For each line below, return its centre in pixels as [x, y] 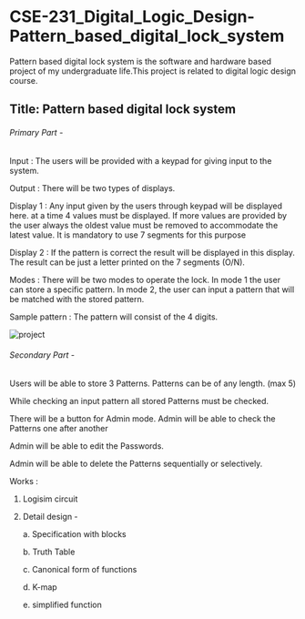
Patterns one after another [59, 428]
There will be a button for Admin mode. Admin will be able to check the [142, 418]
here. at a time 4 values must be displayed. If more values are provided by [148, 215]
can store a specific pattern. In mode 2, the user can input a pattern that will [152, 289]
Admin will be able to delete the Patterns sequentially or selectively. [136, 463]
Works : [24, 481]
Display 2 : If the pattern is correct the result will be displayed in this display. [152, 252]
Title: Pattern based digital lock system [123, 110]
